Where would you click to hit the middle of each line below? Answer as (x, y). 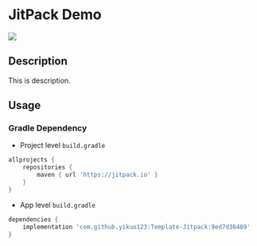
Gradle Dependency (48, 128)
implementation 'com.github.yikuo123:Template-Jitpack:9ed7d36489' (136, 227)
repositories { (48, 168)
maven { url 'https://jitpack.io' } (97, 175)
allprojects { (32, 160)
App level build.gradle (57, 205)
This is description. (39, 80)
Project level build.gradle (62, 146)
